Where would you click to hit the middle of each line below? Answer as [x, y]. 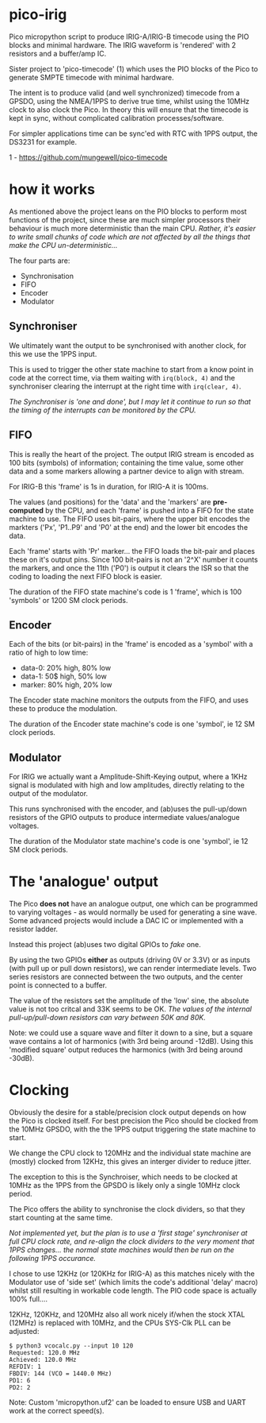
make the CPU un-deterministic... [63, 245]
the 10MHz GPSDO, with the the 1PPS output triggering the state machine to [133, 1129]
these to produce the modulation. [63, 709]
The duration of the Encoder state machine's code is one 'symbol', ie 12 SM [132, 724]
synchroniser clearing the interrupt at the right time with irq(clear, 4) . [125, 386]
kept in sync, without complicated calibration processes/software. [117, 118]
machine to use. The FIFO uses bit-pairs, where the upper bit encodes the [129, 519]
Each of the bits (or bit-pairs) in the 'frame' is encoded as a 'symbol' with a [131, 644]
